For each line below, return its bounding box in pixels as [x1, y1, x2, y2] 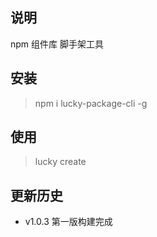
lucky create [34, 156, 87, 168]
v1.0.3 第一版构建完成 [24, 216, 113, 228]
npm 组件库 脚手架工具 [10, 38, 104, 50]
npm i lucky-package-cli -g [34, 97, 148, 109]
